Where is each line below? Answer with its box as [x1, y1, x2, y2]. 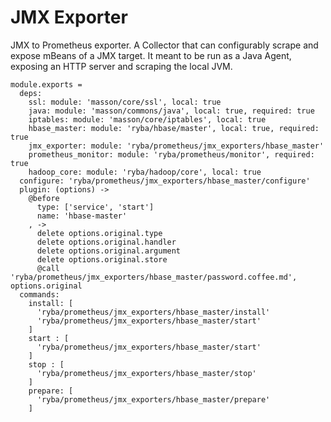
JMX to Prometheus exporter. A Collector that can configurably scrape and [10, 39, 319, 51]
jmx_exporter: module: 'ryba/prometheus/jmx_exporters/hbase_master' [28, 141, 325, 151]
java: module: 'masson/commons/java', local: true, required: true [28, 106, 315, 116]
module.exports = [10, 79, 83, 90]
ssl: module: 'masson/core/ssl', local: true [28, 97, 222, 107]
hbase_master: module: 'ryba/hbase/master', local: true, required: [28, 123, 320, 133]
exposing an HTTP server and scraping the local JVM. [10, 60, 233, 72]
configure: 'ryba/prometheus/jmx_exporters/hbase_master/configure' [19, 176, 311, 186]
